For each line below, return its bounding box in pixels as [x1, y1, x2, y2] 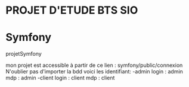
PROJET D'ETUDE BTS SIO [5, 4, 138, 17]
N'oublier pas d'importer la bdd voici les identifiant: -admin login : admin [5, 68, 183, 75]
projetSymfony [5, 50, 42, 57]
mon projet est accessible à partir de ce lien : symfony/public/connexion [5, 62, 183, 69]
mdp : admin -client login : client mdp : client [5, 75, 115, 82]
